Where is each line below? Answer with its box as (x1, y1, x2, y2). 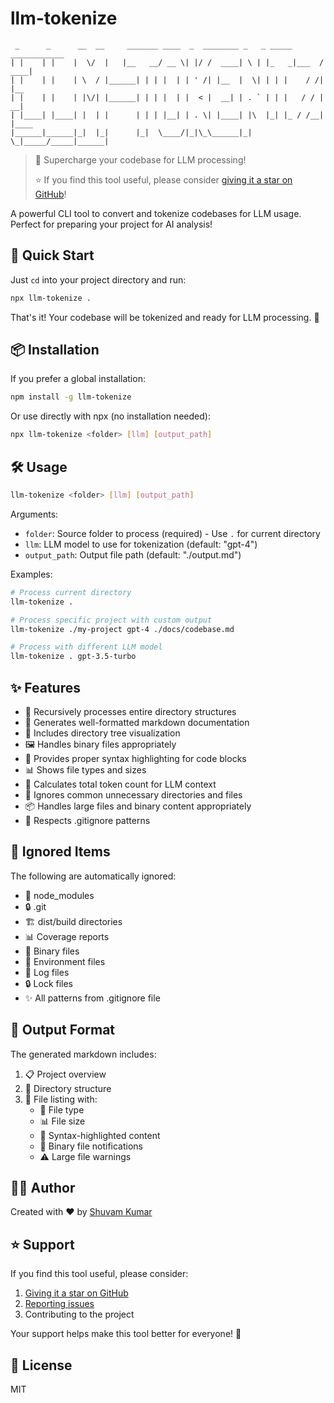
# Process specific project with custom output (10, 615, 213, 625)
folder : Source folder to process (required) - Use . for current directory (24, 527, 321, 539)
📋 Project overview (24, 1068, 107, 1080)
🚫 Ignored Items (10, 843, 111, 861)
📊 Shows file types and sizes (24, 763, 147, 776)
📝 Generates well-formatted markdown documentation (24, 716, 250, 728)
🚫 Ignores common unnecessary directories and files (24, 788, 243, 801)
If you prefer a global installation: (10, 373, 146, 385)
